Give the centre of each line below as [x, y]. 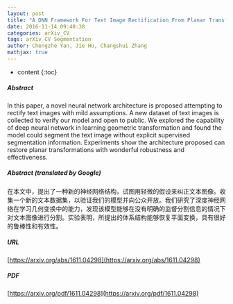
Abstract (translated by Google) [54, 173]
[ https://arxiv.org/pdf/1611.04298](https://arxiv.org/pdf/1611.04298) [103, 293]
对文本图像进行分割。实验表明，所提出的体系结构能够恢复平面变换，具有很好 [116, 217]
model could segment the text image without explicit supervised [99, 135]
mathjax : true [28, 53]
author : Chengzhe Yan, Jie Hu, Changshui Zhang [77, 46]
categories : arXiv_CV [38, 33]
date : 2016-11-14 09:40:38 [46, 26]
